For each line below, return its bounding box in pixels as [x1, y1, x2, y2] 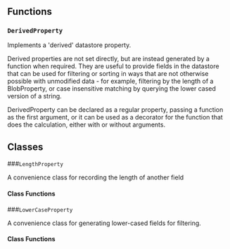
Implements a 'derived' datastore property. [7, 41, 132, 49]
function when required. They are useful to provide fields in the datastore [7, 62, 219, 70]
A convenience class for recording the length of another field [7, 173, 184, 181]
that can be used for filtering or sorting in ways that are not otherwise [7, 70, 209, 78]
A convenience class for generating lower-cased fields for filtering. [7, 219, 202, 227]
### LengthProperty [7, 160, 63, 168]
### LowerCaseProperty [7, 205, 73, 213]
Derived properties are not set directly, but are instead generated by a [7, 55, 210, 63]
